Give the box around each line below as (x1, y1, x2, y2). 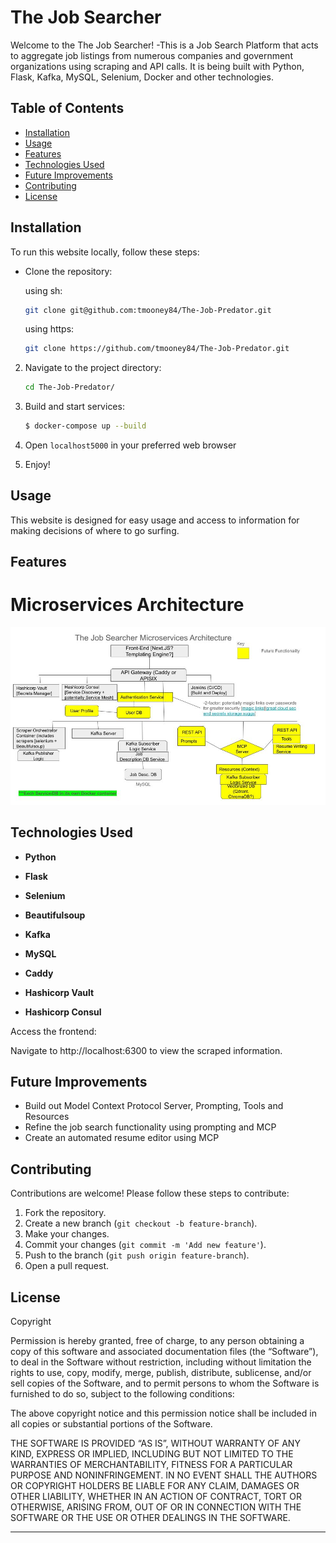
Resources (24, 1111, 70, 1123)
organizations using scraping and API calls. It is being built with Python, (10, 60, 305, 72)
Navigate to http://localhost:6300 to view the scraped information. (10, 1044, 283, 1056)
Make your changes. (24, 1228, 110, 1240)
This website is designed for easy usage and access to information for (10, 514, 300, 526)
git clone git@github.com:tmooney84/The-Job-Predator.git (24, 305, 272, 315)
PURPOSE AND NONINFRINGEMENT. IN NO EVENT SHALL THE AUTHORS (10, 1469, 318, 1481)
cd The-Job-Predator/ (24, 382, 115, 393)
